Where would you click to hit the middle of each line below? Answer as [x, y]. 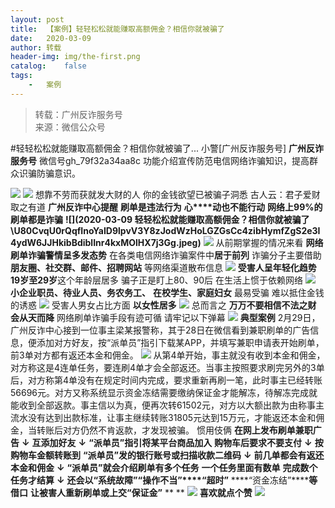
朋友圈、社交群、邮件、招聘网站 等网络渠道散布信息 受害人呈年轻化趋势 [163, 267]
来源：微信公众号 [70, 127]
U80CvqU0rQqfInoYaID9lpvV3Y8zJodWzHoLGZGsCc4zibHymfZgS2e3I [167, 230]
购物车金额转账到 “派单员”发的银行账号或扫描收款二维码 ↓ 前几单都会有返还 [167, 455]
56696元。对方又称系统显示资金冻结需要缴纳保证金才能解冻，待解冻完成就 [164, 392]
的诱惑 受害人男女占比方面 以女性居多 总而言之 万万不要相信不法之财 [163, 305]
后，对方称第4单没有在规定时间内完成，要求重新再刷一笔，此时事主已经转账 [166, 380]
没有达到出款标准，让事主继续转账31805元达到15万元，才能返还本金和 [172, 417]
